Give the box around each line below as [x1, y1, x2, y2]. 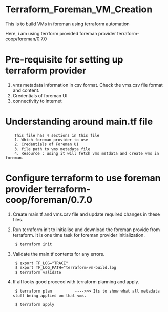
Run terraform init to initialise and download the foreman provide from [12, 226, 160, 233]
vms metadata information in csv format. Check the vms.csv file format [12, 81, 163, 88]
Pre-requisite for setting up [5, 54, 124, 66]
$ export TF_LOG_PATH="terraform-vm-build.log [15, 265, 116, 270]
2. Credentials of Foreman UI [14, 142, 79, 147]
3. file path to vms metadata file [14, 146, 91, 152]
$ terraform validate [15, 269, 61, 275]
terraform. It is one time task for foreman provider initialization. [12, 232, 145, 238]
